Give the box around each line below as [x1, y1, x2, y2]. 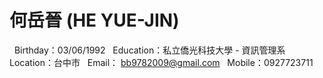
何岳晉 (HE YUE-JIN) [9, 9, 180, 32]
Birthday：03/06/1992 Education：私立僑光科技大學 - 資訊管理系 [13, 44, 286, 56]
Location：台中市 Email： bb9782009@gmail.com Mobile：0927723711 [9, 56, 314, 68]
